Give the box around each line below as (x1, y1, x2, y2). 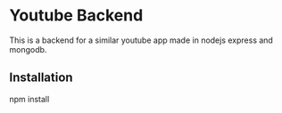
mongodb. (9, 44, 47, 54)
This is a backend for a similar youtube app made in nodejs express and (9, 35, 274, 45)
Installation (9, 70, 73, 85)
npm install (9, 93, 50, 104)
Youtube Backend (9, 5, 144, 26)
